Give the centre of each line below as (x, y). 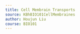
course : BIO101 (21, 24)
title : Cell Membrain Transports (40, 10)
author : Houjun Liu (26, 19)
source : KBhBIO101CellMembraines (40, 14)
